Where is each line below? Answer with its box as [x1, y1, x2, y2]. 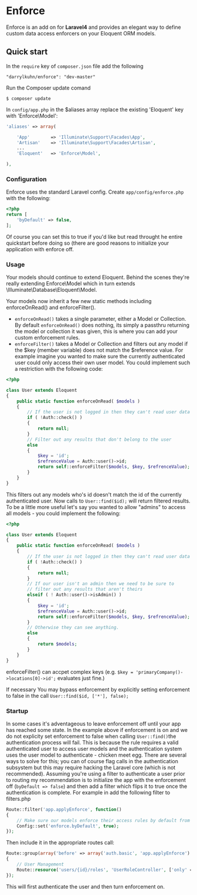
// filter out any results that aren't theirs [27, 587, 143, 593]
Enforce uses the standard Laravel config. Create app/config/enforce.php [6, 188, 184, 195]
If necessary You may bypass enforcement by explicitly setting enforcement [6, 686, 190, 693]
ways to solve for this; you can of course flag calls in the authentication [6, 757, 179, 764]
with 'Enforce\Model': [6, 112, 58, 119]
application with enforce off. [6, 245, 74, 252]
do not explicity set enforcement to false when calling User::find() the [6, 733, 176, 740]
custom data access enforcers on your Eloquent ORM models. [6, 29, 157, 36]
